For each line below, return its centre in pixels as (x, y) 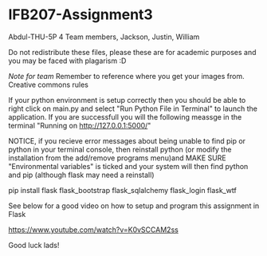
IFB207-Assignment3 (80, 15)
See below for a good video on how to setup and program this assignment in (134, 206)
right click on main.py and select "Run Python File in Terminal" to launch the (133, 108)
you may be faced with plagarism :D (67, 61)
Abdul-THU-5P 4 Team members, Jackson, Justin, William (104, 37)
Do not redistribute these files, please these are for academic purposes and (132, 52)
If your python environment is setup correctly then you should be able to (127, 100)
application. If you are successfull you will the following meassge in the (125, 116)
